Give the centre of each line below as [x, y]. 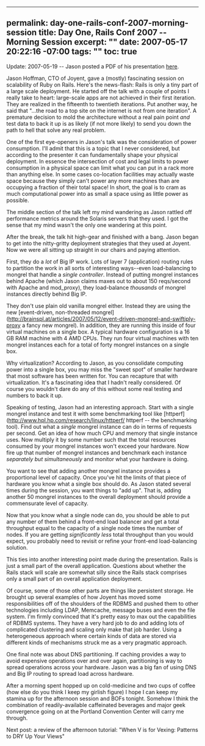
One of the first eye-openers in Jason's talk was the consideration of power [102, 142]
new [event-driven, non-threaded [48, 312]
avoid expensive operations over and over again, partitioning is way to [94, 661]
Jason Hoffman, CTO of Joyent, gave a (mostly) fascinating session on [95, 78]
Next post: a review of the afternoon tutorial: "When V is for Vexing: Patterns [102, 730]
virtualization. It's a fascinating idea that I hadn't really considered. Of [94, 382]
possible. [18, 200]
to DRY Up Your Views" [36, 736]
